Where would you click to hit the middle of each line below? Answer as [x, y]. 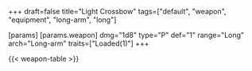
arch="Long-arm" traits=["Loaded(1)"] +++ [79, 43]
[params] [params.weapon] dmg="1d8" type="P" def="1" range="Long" [126, 35]
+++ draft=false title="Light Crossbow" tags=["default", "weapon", [117, 11]
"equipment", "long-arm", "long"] [62, 20]
